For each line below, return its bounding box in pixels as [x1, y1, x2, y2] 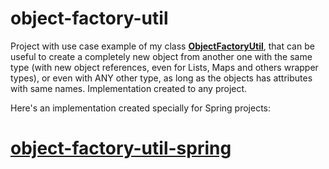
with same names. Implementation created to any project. [10, 82, 248, 94]
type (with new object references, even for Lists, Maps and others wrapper [10, 61, 319, 73]
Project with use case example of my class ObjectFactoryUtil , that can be [10, 40, 315, 52]
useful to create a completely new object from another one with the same [10, 50, 313, 62]
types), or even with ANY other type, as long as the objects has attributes [10, 72, 313, 84]
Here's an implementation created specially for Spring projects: [10, 102, 272, 114]
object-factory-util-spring [10, 137, 232, 160]
